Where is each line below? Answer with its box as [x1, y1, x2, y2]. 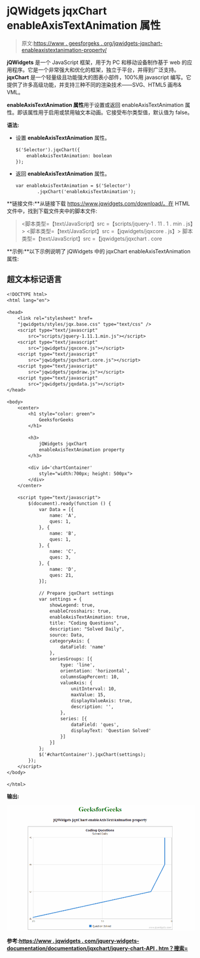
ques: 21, [49, 572, 74, 578]
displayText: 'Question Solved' [70, 727, 152, 733]
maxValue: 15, [70, 691, 106, 697]
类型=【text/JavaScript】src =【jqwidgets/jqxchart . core [21, 235, 162, 242]
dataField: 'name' [60, 644, 106, 650]
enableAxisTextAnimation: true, [49, 614, 130, 620]
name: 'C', [49, 548, 77, 554]
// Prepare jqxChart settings [38, 590, 114, 596]
